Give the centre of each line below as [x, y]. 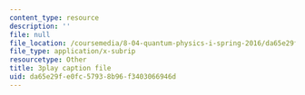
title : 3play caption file [60, 69]
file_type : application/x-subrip [73, 52]
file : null [30, 34]
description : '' [40, 26]
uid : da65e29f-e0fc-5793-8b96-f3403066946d [93, 77]
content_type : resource [54, 18]
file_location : [38, 43]
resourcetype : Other [49, 60]
